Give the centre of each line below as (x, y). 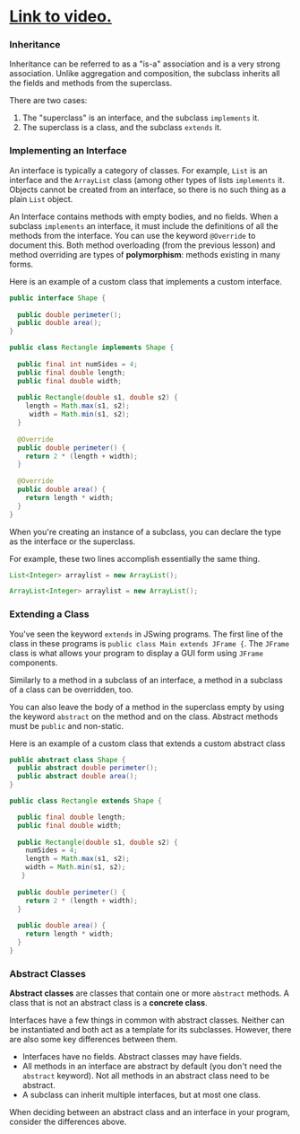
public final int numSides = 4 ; (78, 364)
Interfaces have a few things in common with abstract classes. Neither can (147, 1020)
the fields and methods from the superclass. (91, 84)
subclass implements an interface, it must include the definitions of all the (144, 225)
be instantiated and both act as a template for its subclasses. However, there (150, 1030)
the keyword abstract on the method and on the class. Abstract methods (144, 716)
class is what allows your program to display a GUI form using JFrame (137, 653)
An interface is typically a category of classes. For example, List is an (138, 170)
